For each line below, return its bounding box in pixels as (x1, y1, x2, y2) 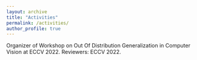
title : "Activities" (6, 14, 59, 20)
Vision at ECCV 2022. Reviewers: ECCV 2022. (6, 49, 121, 56)
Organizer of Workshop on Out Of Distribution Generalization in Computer (6, 42, 191, 49)
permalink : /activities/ (6, 20, 69, 26)
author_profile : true (6, 25, 61, 32)
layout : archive (6, 8, 47, 15)
